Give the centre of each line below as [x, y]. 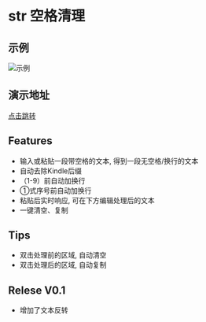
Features [30, 141]
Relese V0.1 [37, 290]
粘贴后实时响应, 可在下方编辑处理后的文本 [87, 200]
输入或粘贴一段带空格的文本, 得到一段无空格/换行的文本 [109, 161]
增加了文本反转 [44, 310]
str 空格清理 [46, 16]
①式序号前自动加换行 [55, 191]
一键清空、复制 [44, 210]
